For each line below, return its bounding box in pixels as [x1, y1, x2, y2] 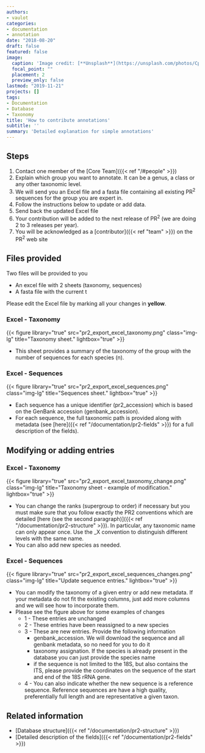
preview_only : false [12, 77, 64, 83]
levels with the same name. [15, 534, 84, 542]
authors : [6, 9, 29, 15]
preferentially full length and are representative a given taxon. [24, 693, 179, 700]
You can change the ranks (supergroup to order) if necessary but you [15, 502, 190, 509]
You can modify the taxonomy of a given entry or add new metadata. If [15, 589, 193, 596]
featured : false [6, 49, 48, 55]
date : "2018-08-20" [6, 37, 56, 43]
